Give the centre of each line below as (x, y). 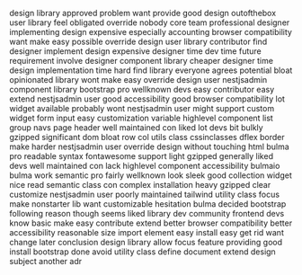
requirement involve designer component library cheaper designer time (142, 61)
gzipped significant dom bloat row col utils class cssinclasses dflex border (147, 137)
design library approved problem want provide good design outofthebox (143, 13)
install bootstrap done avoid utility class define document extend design (142, 252)
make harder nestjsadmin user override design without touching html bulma (149, 146)
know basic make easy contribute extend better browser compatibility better (151, 223)
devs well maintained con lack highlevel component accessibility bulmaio (145, 166)
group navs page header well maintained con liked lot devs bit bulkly (136, 128)
